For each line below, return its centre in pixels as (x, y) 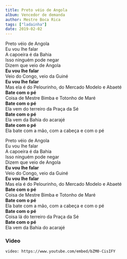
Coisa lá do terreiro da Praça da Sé (42, 217)
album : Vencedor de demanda (35, 15)
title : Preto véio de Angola (36, 10)
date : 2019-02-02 (24, 29)
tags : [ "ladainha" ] (26, 24)
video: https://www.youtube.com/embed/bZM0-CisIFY (60, 251)
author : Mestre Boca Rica (33, 19)
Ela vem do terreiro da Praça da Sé (42, 109)
